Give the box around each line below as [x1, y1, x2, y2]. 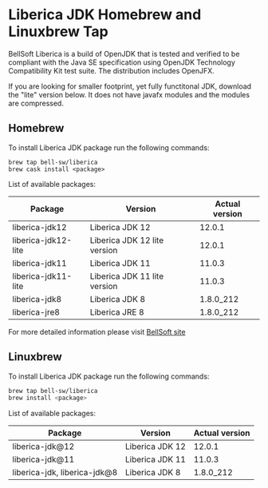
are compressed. [8, 98, 64, 108]
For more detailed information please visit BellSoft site [8, 327, 186, 336]
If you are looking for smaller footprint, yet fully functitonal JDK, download [8, 81, 252, 91]
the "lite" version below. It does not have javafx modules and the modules [8, 89, 250, 99]
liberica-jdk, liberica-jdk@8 [12, 467, 118, 478]
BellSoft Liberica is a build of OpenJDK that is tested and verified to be [8, 49, 240, 58]
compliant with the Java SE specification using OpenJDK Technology [8, 58, 235, 67]
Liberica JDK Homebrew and [8, 6, 202, 24]
